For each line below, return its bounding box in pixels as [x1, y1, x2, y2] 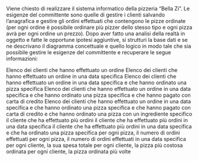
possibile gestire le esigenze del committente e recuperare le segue [6, 49, 171, 55]
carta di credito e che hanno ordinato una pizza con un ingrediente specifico [6, 110, 193, 117]
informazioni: [6, 55, 38, 62]
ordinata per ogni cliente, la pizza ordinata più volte [6, 148, 131, 155]
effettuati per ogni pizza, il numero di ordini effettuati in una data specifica [6, 136, 186, 142]
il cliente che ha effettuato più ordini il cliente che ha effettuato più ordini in [6, 117, 188, 123]
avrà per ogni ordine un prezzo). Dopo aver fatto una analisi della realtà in [6, 30, 185, 37]
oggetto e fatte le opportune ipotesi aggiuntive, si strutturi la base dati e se [6, 37, 188, 43]
